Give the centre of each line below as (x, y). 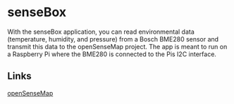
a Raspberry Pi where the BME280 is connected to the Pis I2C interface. (112, 54)
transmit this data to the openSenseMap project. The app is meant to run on (117, 46)
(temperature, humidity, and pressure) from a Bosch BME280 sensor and (113, 39)
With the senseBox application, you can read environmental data (101, 32)
